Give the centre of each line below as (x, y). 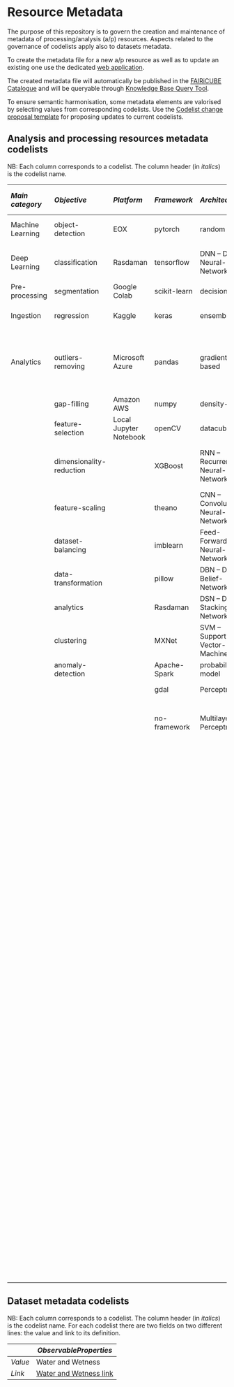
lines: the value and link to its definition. (64, 1332)
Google (125, 286)
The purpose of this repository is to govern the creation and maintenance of (116, 31)
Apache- (169, 665)
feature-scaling (80, 507)
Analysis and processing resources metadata (108, 139)
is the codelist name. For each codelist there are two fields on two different (115, 1326)
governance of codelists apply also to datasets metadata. (89, 46)
